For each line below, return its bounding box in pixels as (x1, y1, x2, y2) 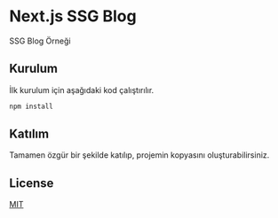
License (9, 175, 54, 191)
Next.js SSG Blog (9, 6, 137, 27)
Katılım (9, 127, 50, 142)
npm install (9, 102, 53, 111)
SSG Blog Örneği (9, 35, 71, 46)
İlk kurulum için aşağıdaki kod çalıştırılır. (9, 84, 155, 95)
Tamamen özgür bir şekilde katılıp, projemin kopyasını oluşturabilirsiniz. (9, 150, 270, 160)
